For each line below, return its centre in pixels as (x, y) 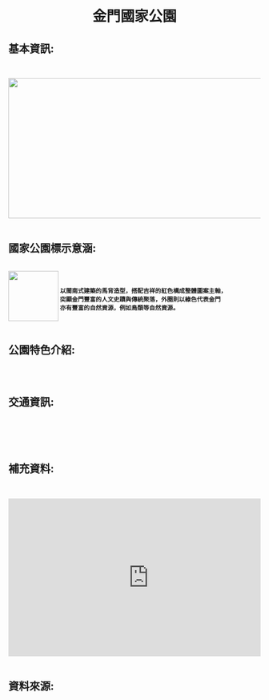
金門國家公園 (134, 16)
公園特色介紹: (42, 350)
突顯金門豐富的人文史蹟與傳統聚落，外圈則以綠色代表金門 (141, 300)
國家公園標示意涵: (52, 248)
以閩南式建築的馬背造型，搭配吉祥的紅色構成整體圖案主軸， (143, 291)
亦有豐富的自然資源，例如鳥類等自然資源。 (119, 308)
